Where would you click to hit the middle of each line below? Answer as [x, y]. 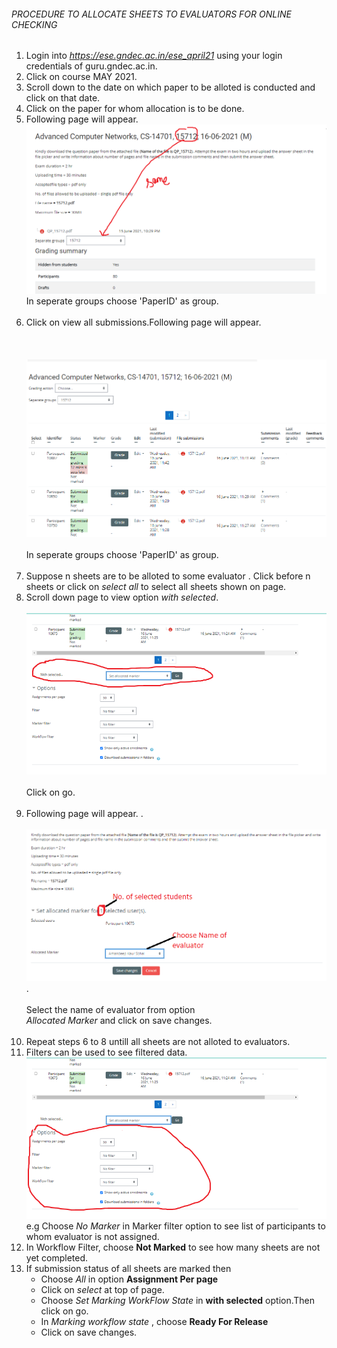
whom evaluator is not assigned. [92, 1236]
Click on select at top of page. [102, 1289]
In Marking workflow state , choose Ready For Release [154, 1321]
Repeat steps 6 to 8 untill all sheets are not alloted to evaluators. [158, 1041]
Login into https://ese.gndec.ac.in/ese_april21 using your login [154, 56]
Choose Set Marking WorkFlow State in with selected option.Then [177, 1300]
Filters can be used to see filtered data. [106, 1052]
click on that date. [63, 98]
